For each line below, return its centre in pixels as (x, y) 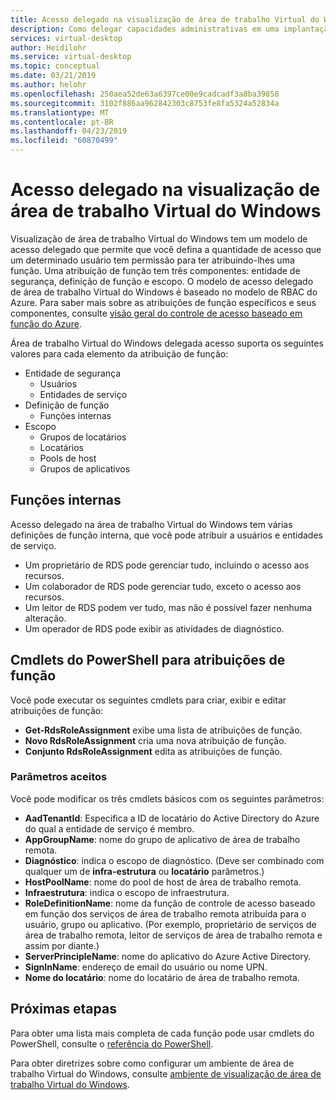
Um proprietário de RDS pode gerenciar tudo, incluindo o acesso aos (167, 565)
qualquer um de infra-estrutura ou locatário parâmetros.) (144, 871)
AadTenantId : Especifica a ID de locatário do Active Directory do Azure (172, 818)
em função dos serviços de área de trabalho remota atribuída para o (165, 913)
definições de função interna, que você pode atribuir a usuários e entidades (166, 535)
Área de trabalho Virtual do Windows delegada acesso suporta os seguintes (167, 343)
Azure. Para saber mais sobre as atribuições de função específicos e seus (163, 302)
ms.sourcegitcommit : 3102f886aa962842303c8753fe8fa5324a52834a (145, 103)
